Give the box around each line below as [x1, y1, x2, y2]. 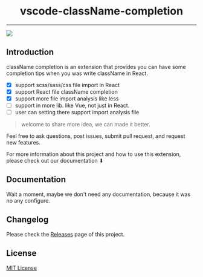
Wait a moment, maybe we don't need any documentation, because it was [6, 191, 191, 198]
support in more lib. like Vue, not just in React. [14, 102, 130, 109]
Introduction [6, 47, 54, 57]
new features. [6, 139, 40, 146]
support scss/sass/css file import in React [14, 81, 120, 88]
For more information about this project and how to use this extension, [6, 151, 181, 158]
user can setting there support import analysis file [14, 109, 140, 116]
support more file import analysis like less [14, 95, 119, 102]
